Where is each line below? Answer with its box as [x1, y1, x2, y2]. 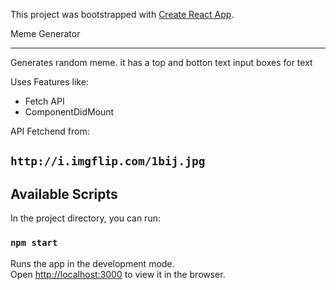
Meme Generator [10, 28, 81, 39]
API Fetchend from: [10, 125, 90, 137]
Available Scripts [10, 185, 118, 203]
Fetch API [24, 95, 65, 107]
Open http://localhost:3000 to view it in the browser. [10, 268, 226, 280]
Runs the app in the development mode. [10, 257, 175, 269]
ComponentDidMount [24, 106, 115, 118]
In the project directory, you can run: [10, 212, 161, 224]
